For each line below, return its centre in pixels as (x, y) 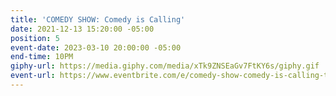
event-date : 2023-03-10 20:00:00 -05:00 (96, 47)
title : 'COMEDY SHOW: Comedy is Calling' (98, 19)
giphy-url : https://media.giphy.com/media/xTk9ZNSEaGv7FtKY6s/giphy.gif (165, 66)
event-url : (33, 76)
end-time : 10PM (42, 57)
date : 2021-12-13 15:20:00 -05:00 (82, 29)
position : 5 (35, 38)
